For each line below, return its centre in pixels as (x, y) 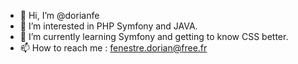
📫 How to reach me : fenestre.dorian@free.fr (113, 48)
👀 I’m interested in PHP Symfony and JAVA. (108, 26)
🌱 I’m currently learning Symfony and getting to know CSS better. (154, 36)
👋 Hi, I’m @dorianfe (59, 15)
